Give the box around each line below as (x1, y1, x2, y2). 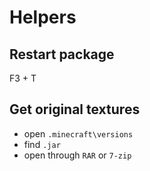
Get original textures (9, 101, 141, 118)
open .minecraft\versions (23, 127, 134, 140)
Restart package (9, 46, 115, 63)
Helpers (9, 6, 77, 29)
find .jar (23, 138, 61, 150)
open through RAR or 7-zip (23, 149, 132, 161)
